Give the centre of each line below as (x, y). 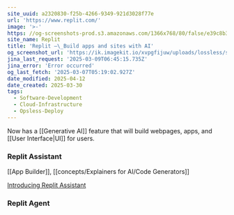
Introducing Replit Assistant (47, 185)
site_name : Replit (34, 40)
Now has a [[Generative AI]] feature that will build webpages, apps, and (110, 131)
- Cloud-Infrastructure (48, 105)
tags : (15, 91)
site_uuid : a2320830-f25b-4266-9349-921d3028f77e (81, 14)
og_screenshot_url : (36, 53)
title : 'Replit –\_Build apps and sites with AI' (81, 46)
